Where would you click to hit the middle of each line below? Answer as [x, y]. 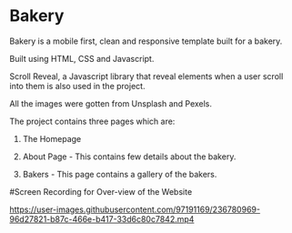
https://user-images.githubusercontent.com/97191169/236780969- [135, 209]
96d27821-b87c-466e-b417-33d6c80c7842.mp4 [102, 218]
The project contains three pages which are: [92, 121]
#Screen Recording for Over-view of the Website [101, 191]
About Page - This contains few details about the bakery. [129, 157]
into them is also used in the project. [77, 86]
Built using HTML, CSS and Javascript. [82, 58]
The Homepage [52, 138]
